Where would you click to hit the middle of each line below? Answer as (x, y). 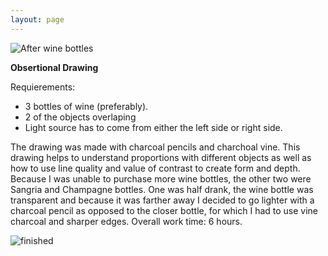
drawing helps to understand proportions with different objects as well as (161, 157)
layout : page (37, 19)
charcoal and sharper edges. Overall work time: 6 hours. (126, 221)
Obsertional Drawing (54, 67)
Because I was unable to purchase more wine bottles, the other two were (161, 178)
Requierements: (43, 87)
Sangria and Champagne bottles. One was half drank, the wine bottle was (162, 189)
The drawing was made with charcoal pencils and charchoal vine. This (155, 147)
